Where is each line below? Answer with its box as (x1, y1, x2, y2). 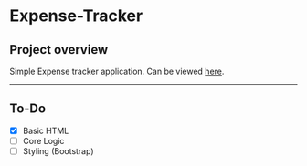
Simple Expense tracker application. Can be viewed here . (9, 66, 225, 77)
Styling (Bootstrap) (22, 145, 94, 156)
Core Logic (22, 135, 65, 146)
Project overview (9, 42, 109, 57)
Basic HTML (22, 125, 69, 136)
